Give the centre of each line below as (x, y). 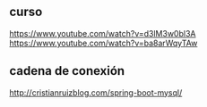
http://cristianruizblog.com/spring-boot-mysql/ (96, 92)
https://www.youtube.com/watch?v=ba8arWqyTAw (103, 43)
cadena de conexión (67, 71)
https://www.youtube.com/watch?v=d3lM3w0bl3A (103, 33)
